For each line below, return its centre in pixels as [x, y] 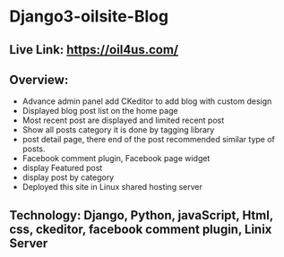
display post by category [68, 177]
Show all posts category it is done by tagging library [118, 130]
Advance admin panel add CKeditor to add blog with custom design [147, 101]
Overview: [39, 79]
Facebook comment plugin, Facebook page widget [116, 158]
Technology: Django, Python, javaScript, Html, [141, 215]
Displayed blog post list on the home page [100, 111]
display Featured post [62, 168]
